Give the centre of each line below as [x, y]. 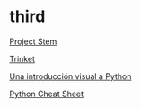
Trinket [22, 58]
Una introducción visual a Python [70, 76]
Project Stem [33, 41]
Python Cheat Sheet [46, 94]
